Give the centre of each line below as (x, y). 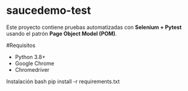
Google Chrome (35, 63)
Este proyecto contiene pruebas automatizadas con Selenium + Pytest (94, 27)
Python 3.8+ (30, 57)
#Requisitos (21, 45)
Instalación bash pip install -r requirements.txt (63, 81)
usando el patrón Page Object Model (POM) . (62, 33)
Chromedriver (32, 69)
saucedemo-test (49, 11)
